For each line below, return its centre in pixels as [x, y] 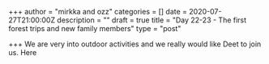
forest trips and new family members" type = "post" [95, 28]
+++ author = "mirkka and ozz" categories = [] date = [98, 12]
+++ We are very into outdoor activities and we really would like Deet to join [135, 44]
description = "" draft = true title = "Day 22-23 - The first [152, 20]
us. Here [23, 52]
